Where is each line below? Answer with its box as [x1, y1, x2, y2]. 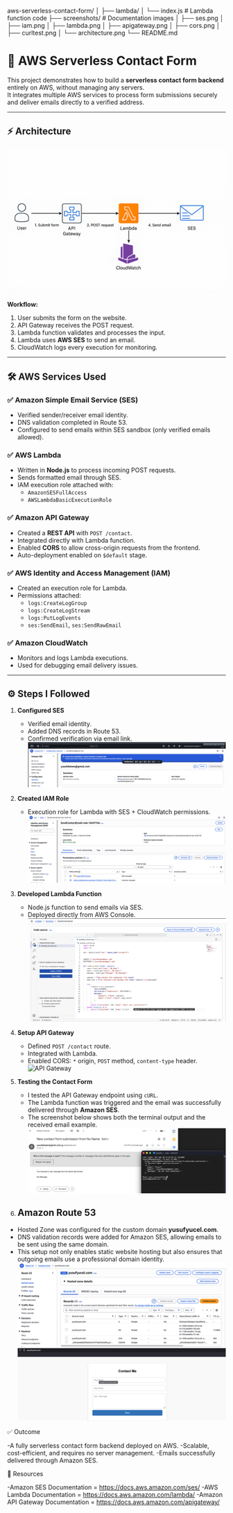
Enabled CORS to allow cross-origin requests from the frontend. [17, 543, 200, 552]
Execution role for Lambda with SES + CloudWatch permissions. [27, 807, 211, 815]
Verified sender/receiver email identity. [17, 411, 128, 419]
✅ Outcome [7, 1427, 41, 1436]
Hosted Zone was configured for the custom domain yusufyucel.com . [17, 1225, 218, 1233]
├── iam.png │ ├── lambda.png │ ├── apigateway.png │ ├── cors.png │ [7, 22, 221, 29]
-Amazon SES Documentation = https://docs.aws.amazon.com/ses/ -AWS [7, 1482, 218, 1491]
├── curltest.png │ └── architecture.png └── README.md [7, 28, 178, 37]
